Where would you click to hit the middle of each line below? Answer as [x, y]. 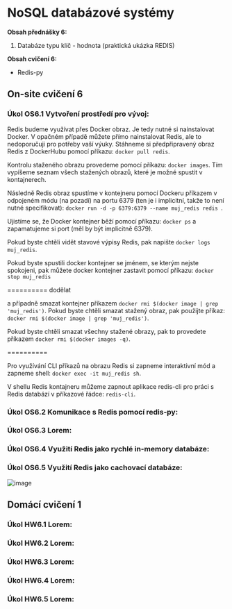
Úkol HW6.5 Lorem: [41, 599]
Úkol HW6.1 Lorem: [40, 524]
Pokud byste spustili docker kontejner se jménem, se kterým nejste [103, 262]
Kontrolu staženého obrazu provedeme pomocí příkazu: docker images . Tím [115, 165]
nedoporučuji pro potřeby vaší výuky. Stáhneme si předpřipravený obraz [111, 144]
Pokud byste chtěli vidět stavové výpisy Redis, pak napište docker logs [109, 242]
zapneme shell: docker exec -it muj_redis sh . [74, 373]
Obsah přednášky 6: [37, 32]
